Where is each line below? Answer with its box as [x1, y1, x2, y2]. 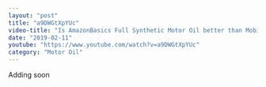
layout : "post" [8, 11, 59, 20]
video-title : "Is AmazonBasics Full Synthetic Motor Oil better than [8, 26, 243, 34]
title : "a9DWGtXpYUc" [8, 19, 80, 27]
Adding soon [8, 70, 50, 79]
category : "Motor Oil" [8, 48, 83, 56]
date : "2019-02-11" [8, 33, 73, 42]
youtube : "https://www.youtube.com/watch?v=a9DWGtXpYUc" [8, 41, 200, 49]
